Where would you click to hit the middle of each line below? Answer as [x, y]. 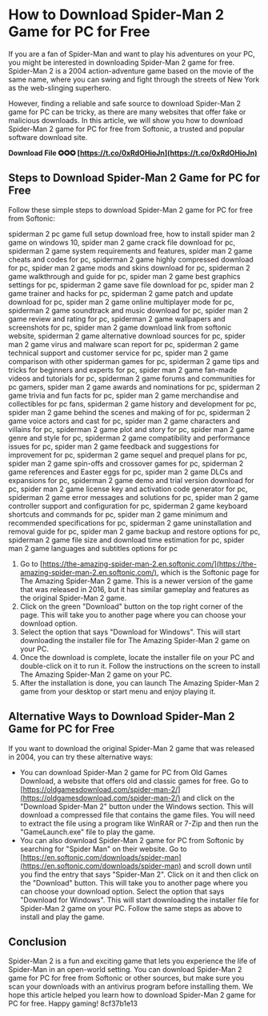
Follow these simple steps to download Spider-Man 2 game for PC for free [131, 210]
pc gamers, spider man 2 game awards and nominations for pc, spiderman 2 [134, 386]
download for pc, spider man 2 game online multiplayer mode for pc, [121, 302]
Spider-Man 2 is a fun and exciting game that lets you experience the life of [132, 961]
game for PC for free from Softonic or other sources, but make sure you [126, 978]
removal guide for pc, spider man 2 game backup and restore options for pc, [134, 531]
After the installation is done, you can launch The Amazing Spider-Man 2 [140, 682]
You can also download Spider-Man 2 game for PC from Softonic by [132, 840]
